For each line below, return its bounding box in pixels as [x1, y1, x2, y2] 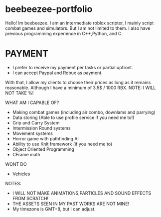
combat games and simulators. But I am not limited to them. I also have [5, 25, 151, 31]
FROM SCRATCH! [12, 195, 49, 201]
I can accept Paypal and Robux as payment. [12, 70, 103, 76]
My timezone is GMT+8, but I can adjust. [12, 206, 96, 212]
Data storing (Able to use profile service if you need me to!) [12, 114, 135, 120]
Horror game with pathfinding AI [12, 135, 79, 141]
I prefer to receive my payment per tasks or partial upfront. [12, 64, 133, 70]
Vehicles [12, 171, 30, 177]
